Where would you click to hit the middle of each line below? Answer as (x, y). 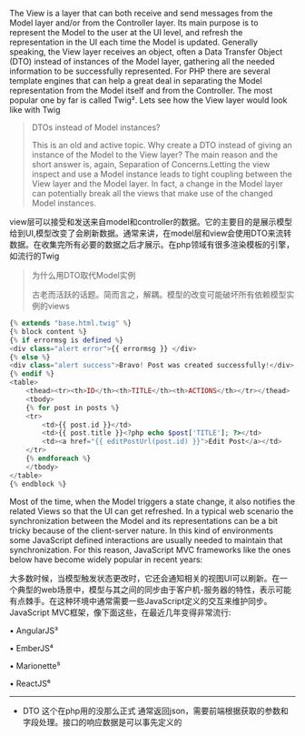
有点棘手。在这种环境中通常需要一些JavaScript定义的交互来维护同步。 (141, 600)
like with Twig (35, 110)
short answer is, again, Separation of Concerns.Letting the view (151, 164)
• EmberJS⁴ (32, 648)
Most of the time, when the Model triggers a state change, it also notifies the (152, 501)
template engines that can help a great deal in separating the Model (136, 81)
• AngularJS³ (34, 630)
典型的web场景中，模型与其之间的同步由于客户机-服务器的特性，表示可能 (154, 590)
